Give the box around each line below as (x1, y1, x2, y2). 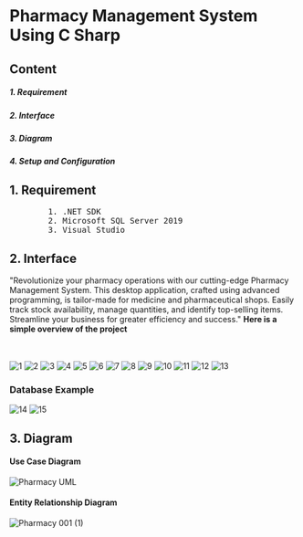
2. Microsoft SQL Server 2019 (47, 216, 183, 226)
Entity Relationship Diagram (9, 497, 118, 508)
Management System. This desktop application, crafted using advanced (9, 284, 280, 295)
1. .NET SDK (47, 206, 102, 217)
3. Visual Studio (47, 225, 126, 236)
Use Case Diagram (9, 456, 82, 467)
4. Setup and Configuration (9, 156, 116, 167)
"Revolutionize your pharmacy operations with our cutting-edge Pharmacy (9, 275, 289, 286)
